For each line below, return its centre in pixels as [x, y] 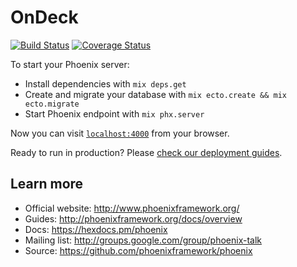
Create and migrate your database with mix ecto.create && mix [155, 94]
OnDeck [44, 17]
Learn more [47, 184]
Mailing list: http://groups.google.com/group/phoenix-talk [143, 240]
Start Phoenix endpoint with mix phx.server [114, 113]
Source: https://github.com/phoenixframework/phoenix [138, 250]
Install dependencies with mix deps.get [105, 83]
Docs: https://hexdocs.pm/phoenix [96, 229]
